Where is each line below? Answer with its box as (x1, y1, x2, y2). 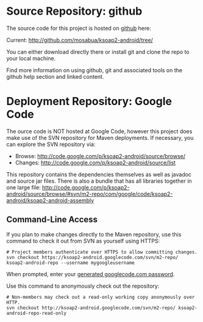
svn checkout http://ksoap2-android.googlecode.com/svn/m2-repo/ (6, 304, 176, 311)
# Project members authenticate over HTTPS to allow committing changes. (6, 249, 198, 255)
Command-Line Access (6, 214, 98, 225)
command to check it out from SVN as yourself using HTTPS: (6, 237, 160, 244)
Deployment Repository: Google (6, 95, 173, 108)
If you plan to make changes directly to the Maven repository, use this (6, 230, 182, 238)
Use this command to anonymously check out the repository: (6, 282, 160, 290)
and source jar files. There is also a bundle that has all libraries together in (6, 177, 192, 185)
